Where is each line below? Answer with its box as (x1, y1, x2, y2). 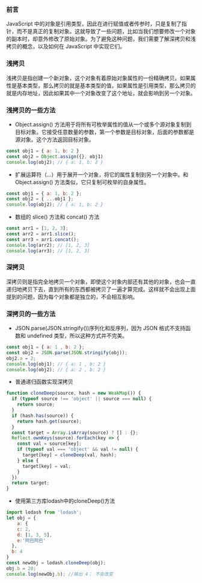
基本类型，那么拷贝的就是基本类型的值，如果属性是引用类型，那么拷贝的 (16, 81, 196, 89)
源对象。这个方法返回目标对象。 (14, 136, 94, 143)
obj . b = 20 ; (6, 565, 36, 572)
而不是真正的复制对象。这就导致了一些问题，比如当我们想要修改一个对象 (16, 28, 196, 35)
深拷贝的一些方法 (6, 310, 56, 318)
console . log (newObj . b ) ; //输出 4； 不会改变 (6, 571, 113, 577)
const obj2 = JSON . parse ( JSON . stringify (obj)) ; (6, 349, 128, 355)
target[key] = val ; (22, 463, 71, 469)
